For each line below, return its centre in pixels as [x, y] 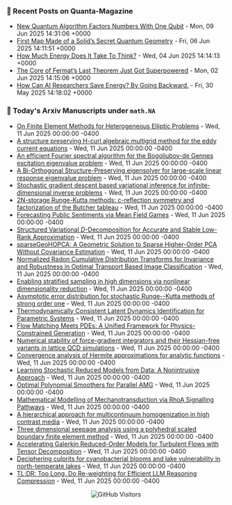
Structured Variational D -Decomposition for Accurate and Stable [108, 230]
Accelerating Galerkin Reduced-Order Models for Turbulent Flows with [118, 444]
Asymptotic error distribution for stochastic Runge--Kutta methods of [116, 296]
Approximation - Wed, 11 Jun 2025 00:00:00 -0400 [106, 237]
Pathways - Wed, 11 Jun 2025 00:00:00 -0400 [83, 407]
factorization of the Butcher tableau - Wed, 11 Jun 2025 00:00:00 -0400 [120, 207]
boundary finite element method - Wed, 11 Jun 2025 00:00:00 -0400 [115, 436]
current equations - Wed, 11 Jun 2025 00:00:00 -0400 [94, 148]
